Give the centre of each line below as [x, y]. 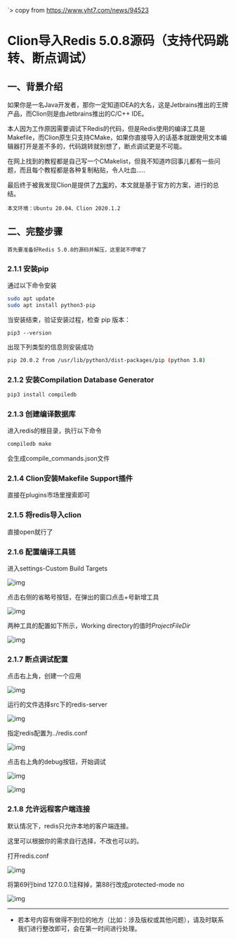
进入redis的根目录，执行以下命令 [54, 431]
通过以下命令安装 [32, 285]
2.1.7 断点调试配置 [38, 659]
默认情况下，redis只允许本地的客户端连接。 [70, 826]
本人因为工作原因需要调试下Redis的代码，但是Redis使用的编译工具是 [106, 129]
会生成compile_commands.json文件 [59, 459]
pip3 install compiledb [42, 395]
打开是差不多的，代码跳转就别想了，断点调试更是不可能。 [103, 146]
